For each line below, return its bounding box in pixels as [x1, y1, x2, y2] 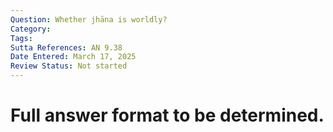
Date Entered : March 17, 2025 [10, 52, 137, 62]
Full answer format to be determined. [10, 104, 325, 127]
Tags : [10, 33, 33, 43]
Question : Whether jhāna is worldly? [10, 14, 168, 25]
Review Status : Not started [10, 61, 128, 71]
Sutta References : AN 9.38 [10, 42, 123, 53]
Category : [10, 24, 52, 34]
